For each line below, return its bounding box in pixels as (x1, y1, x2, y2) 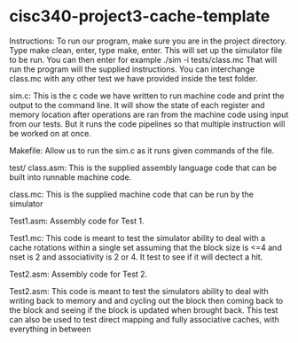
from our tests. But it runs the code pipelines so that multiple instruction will (9, 118, 286, 129)
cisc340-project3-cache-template (9, 6, 271, 27)
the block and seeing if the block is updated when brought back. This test (9, 304, 278, 316)
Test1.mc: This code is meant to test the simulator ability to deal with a (9, 232, 266, 243)
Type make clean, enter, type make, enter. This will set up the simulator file (9, 44, 283, 55)
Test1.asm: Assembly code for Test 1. (9, 215, 145, 226)
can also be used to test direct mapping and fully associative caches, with (9, 314, 279, 324)
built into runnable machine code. (9, 171, 132, 183)
